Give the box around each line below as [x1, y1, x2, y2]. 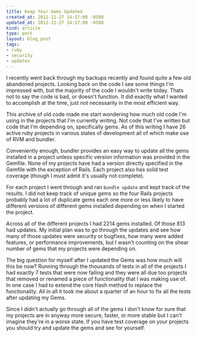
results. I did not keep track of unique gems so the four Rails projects [6, 190, 173, 197]
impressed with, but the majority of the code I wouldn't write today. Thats [6, 87, 184, 94]
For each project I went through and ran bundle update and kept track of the [6, 183, 190, 190]
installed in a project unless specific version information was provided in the [6, 153, 191, 160]
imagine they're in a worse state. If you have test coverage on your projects [6, 318, 189, 325]
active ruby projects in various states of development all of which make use [6, 129, 189, 136]
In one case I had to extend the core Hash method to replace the [6, 281, 162, 289]
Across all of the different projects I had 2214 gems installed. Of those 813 [6, 220, 185, 227]
